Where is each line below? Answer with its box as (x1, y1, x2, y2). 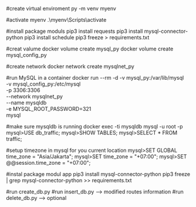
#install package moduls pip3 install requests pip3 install (6, 28, 143, 35)
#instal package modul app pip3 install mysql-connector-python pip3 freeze (6, 171, 191, 178)
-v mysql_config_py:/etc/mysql (6, 80, 81, 87)
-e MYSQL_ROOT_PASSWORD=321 (6, 106, 92, 112)
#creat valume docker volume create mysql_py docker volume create (6, 45, 174, 52)
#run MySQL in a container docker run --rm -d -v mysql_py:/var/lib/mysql (6, 74, 184, 81)
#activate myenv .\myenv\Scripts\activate (6, 16, 107, 23)
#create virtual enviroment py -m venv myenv (6, 5, 116, 12)
